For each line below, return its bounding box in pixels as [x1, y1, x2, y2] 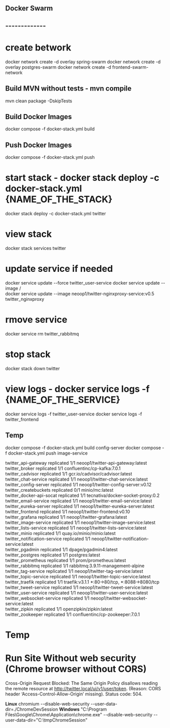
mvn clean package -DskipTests [5, 98, 73, 104]
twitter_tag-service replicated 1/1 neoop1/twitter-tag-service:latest [5, 568, 144, 574]
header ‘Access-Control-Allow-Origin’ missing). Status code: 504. [5, 691, 143, 697]
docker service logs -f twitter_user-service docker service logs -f [5, 411, 142, 417]
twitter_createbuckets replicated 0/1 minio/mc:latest [5, 487, 114, 493]
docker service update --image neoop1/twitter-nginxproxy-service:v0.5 [5, 290, 155, 297]
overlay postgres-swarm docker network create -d [5, 64, 112, 70]
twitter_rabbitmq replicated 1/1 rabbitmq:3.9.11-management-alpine [5, 563, 145, 569]
